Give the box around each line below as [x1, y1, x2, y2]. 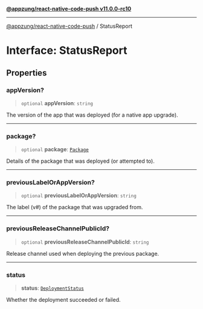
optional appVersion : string [21, 99, 94, 106]
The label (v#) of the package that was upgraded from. [6, 204, 143, 211]
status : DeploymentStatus [21, 284, 85, 292]
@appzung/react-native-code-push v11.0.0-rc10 [6, 5, 132, 12]
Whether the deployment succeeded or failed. [6, 296, 121, 304]
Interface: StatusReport [6, 44, 127, 57]
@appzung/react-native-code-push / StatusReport [6, 22, 133, 30]
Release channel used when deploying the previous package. [6, 250, 159, 257]
